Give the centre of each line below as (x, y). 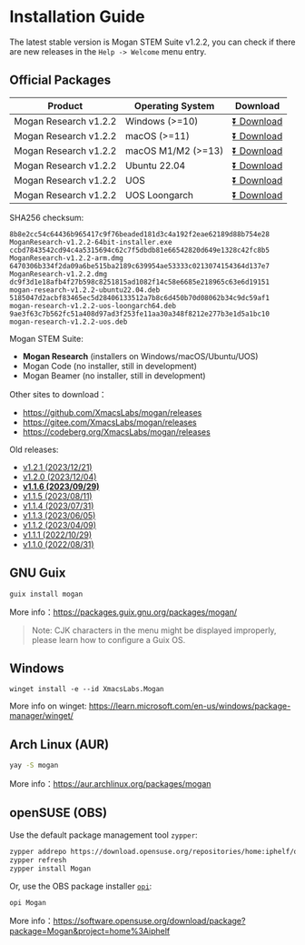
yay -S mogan (34, 766)
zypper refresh (38, 860)
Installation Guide (77, 17)
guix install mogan (46, 594)
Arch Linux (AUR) (59, 744)
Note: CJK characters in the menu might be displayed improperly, (154, 630)
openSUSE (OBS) (58, 813)
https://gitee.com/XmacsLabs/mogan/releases (109, 422)
